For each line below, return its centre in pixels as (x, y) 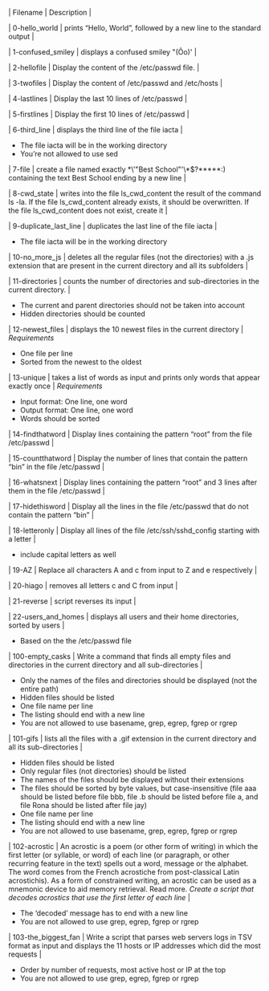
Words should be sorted (60, 418)
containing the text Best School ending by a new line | (97, 178)
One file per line (47, 353)
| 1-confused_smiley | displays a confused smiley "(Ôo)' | (102, 52)
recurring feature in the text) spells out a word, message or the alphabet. (128, 863)
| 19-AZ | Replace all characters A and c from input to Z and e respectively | (133, 570)
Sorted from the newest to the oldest (81, 362)
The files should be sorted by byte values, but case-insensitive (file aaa (138, 788)
